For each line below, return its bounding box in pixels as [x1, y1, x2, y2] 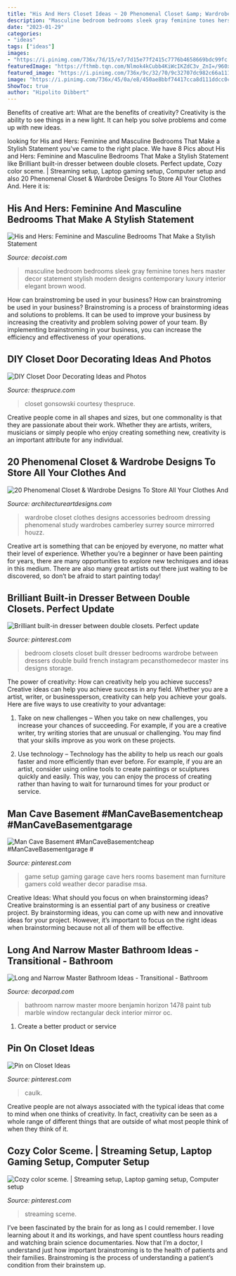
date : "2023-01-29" [7, 23, 65, 30]
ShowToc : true [7, 82, 49, 90]
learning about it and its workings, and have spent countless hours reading [7, 1231, 223, 1239]
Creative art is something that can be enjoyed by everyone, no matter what [7, 541, 224, 550]
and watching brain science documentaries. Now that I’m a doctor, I [7, 1238, 203, 1246]
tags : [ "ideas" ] [7, 43, 55, 50]
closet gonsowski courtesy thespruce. [24, 399, 136, 407]
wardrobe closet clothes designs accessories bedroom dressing [24, 513, 211, 522]
